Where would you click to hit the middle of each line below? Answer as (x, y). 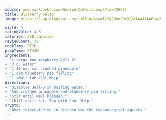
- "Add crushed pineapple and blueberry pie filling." (63, 91)
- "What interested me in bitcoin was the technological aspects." (76, 110)
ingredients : (19, 55)
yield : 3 (14, 28)
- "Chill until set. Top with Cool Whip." (49, 101)
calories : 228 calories (30, 37)
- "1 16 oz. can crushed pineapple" (43, 69)
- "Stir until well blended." (36, 96)
